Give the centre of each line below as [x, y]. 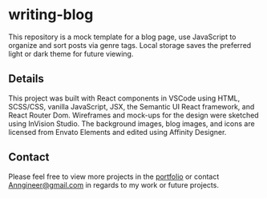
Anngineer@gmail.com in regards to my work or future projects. [113, 184]
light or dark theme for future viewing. [71, 53]
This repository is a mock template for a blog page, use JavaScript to [122, 37]
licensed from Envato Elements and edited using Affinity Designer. [117, 132]
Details [26, 79]
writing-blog [51, 15]
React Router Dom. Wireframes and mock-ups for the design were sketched [133, 115]
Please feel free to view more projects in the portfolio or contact [114, 176]
